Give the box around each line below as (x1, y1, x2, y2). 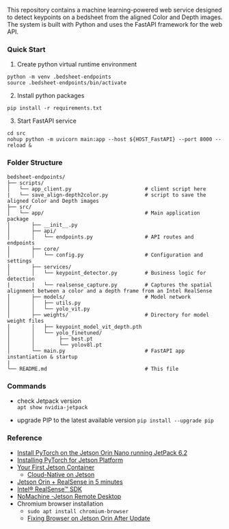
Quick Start (7, 45, 46, 54)
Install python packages (16, 92, 85, 100)
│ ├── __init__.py (7, 221, 78, 228)
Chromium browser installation (16, 500, 104, 508)
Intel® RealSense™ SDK (16, 485, 82, 493)
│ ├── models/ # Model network (7, 293, 191, 300)
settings (7, 257, 32, 264)
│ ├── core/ (7, 245, 59, 252)
